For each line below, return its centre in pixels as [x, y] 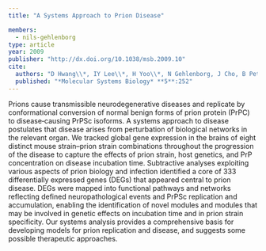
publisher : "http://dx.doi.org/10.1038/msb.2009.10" [97, 59]
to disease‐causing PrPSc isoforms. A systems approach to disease [119, 120]
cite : [17, 67]
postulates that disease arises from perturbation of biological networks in [128, 129]
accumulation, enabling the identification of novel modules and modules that [133, 205]
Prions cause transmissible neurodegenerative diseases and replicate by [127, 104]
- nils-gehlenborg [46, 37]
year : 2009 [26, 52]
